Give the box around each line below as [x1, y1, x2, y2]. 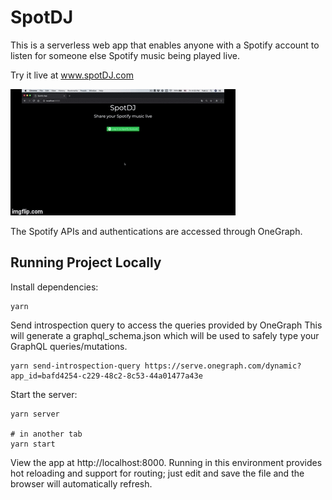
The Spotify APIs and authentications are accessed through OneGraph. [10, 225, 303, 237]
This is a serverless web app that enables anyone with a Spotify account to [10, 39, 320, 51]
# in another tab [10, 429, 83, 439]
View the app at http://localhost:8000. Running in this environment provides [10, 456, 323, 468]
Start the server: [10, 388, 78, 400]
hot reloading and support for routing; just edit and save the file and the [10, 467, 305, 479]
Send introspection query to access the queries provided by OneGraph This [10, 319, 323, 331]
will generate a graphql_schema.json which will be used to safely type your [10, 329, 320, 341]
